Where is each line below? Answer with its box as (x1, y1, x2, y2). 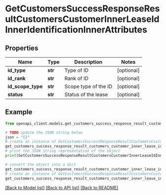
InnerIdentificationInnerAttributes (5, 24, 147, 35)
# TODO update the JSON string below (5, 130, 83, 135)
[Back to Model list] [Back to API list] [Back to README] (5, 185, 119, 191)
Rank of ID (64, 75, 89, 82)
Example (5, 108, 33, 117)
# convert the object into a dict (5, 162, 77, 167)
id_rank (7, 75, 26, 82)
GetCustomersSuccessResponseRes (5, 3, 160, 14)
